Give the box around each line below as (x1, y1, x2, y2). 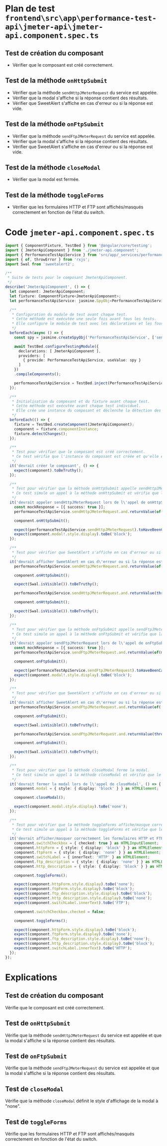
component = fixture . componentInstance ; (14, 426, 99, 431)
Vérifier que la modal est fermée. (12, 176, 80, 182)
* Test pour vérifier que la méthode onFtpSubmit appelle (11, 627, 135, 632)
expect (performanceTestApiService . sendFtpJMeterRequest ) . (14, 668, 137, 673)
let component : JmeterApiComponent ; (9, 289, 85, 294)
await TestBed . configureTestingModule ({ (14, 344, 99, 349)
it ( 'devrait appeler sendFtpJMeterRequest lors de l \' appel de (9, 641, 143, 646)
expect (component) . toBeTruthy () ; (14, 468, 83, 473)
